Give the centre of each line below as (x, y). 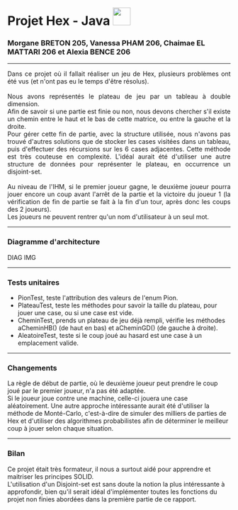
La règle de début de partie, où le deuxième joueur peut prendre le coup (113, 383)
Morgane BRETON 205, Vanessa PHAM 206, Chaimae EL (106, 43)
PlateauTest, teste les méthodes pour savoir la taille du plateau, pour (117, 305)
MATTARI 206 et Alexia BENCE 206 (69, 52)
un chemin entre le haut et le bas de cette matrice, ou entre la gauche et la (119, 119)
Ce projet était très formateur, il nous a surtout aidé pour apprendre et (109, 469)
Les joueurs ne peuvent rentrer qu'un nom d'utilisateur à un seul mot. (108, 217)
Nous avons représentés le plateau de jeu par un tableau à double (119, 96)
